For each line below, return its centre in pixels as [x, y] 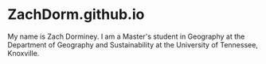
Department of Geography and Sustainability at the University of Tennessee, [133, 44]
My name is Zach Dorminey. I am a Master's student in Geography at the [126, 36]
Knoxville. [23, 53]
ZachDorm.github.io [76, 15]
